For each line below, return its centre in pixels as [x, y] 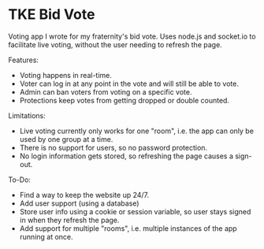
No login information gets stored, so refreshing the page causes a [126, 156]
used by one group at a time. [66, 139]
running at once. [46, 236]
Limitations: [27, 115]
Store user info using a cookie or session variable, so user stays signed [135, 211]
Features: [24, 60]
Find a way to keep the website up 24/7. [84, 195]
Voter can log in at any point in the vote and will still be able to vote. [129, 84]
